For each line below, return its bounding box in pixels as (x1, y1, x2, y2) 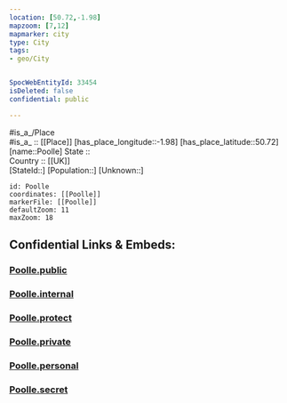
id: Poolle (9, 181, 50, 191)
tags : (9, 46, 29, 55)
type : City (9, 37, 50, 47)
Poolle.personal (9, 359, 79, 372)
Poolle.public (9, 263, 68, 276)
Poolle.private (9, 335, 71, 348)
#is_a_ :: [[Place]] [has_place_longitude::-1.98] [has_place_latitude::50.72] (9, 136, 279, 147)
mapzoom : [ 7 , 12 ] (9, 21, 69, 30)
